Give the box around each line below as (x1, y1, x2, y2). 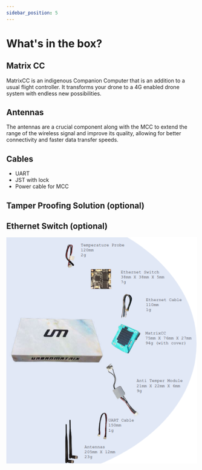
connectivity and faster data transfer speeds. (6, 136, 119, 144)
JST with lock (15, 176, 50, 184)
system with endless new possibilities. (6, 90, 102, 97)
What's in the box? (6, 36, 103, 50)
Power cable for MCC (15, 183, 69, 190)
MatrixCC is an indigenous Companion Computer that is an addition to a (6, 76, 186, 84)
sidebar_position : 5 (6, 10, 59, 16)
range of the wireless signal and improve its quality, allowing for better (6, 130, 181, 137)
